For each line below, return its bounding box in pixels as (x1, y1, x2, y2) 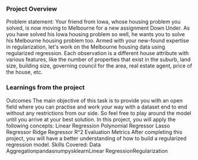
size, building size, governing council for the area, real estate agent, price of (6, 62, 193, 69)
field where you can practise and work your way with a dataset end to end (6, 103, 188, 110)
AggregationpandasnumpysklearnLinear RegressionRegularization (6, 147, 168, 154)
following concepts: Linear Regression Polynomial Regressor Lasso (6, 122, 170, 129)
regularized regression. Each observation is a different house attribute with (6, 50, 189, 57)
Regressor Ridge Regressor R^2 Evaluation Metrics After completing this (6, 128, 183, 135)
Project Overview (6, 5, 58, 13)
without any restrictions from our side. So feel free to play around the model (6, 109, 191, 117)
